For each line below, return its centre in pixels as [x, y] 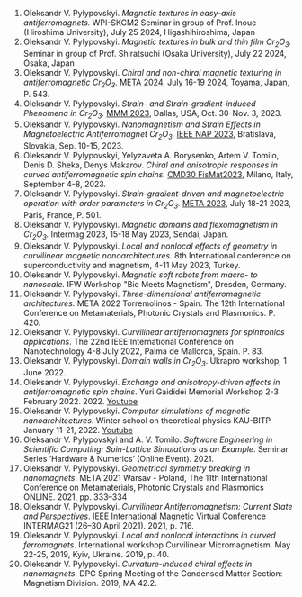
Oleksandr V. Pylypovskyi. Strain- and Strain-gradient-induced [139, 104]
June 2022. [44, 372]
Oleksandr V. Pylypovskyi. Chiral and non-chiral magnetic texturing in [152, 72]
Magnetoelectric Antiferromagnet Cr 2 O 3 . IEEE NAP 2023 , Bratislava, [150, 136]
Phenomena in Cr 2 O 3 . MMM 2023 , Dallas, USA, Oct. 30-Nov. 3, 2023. [152, 114]
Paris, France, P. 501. [62, 214]
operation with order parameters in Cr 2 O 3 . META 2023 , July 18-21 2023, [157, 204]
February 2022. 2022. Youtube [80, 401]
